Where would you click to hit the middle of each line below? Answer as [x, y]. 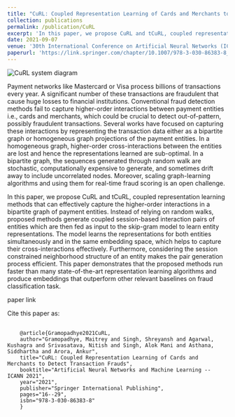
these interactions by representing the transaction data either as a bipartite [115, 131]
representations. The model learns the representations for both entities [109, 234]
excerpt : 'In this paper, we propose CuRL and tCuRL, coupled [100, 33]
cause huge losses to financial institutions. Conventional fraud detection [111, 101]
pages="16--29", [44, 394]
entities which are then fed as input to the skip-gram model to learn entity [113, 226]
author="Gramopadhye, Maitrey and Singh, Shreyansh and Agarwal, [117, 339]
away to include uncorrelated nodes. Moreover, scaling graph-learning [109, 175]
